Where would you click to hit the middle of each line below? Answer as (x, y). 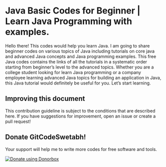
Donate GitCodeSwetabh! (46, 137)
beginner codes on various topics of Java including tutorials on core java (80, 51)
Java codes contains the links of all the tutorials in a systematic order (76, 61)
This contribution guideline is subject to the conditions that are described (80, 110)
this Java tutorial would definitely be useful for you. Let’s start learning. (78, 83)
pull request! (18, 121)
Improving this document (45, 99)
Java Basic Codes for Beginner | (73, 11)
